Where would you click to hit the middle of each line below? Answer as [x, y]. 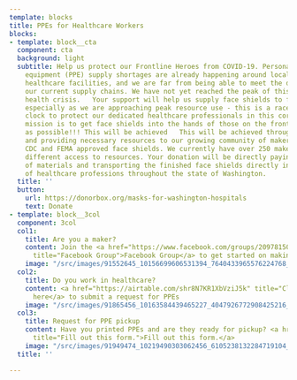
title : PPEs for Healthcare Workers [76, 26]
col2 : [27, 272]
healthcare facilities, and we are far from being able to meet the [154, 83]
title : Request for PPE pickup [83, 322]
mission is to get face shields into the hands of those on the [146, 125]
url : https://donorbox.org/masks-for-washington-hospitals [136, 198]
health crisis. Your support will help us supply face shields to [154, 99]
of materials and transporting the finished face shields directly [152, 165]
